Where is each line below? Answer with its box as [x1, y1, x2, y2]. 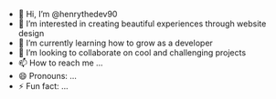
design [17, 28, 45, 38]
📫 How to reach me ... [17, 57, 103, 68]
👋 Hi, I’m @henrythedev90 [17, 9, 118, 19]
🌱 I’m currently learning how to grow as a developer [17, 37, 213, 48]
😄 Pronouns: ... [17, 71, 78, 81]
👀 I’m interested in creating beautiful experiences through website [17, 18, 267, 29]
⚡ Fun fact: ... [17, 81, 69, 91]
